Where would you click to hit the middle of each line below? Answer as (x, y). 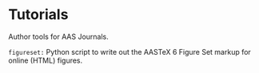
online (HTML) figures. (46, 60)
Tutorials (38, 15)
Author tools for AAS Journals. (59, 36)
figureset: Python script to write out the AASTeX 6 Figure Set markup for (130, 52)
